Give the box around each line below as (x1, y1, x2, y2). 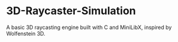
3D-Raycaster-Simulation (6, 4, 136, 18)
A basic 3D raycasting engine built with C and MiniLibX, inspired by (6, 24, 172, 31)
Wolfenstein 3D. (6, 30, 46, 37)
